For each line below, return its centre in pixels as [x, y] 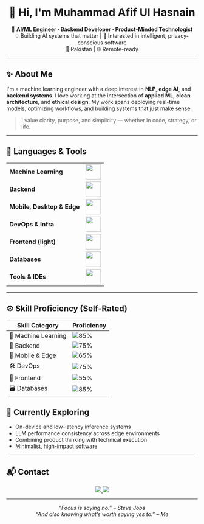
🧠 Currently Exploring [48, 412]
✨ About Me [29, 75]
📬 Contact [28, 472]
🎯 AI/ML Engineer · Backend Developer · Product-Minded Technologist [102, 29]
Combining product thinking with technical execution [81, 440]
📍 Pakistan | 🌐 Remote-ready [102, 49]
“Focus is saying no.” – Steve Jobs [102, 508]
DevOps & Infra [32, 224]
